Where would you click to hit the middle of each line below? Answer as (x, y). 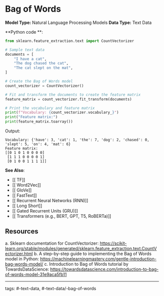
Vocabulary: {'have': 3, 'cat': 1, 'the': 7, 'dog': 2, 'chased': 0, (77, 140)
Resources (22, 231)
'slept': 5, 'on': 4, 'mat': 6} (38, 144)
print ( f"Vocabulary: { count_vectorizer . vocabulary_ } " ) (62, 113)
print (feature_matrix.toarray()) (39, 122)
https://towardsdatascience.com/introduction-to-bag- (104, 269)
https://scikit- (113, 243)
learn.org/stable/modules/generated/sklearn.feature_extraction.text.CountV (81, 248)
